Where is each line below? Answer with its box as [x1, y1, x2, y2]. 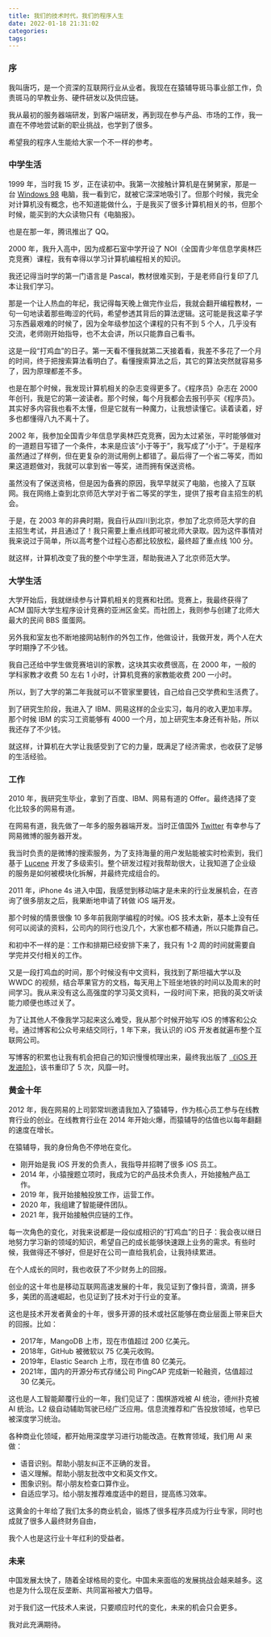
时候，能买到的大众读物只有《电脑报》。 [8, 209, 140, 219]
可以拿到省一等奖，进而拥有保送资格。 [71, 461, 199, 470]
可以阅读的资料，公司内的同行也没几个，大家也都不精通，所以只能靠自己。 [15, 923, 263, 933]
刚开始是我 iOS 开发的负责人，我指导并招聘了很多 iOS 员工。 [19, 1159, 222, 1169]
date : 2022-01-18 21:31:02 [8, 19, 99, 27]
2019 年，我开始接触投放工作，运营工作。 [19, 1189, 159, 1199]
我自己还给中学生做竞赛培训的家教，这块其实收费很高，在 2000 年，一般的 [8, 660, 256, 669]
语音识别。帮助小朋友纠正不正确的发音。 [19, 1458, 155, 1468]
